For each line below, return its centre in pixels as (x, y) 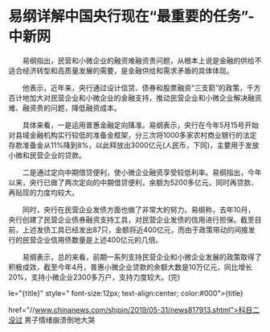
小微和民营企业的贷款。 (47, 155)
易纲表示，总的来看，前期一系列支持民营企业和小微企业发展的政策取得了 (142, 257)
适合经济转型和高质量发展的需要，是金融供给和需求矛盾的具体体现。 (121, 70)
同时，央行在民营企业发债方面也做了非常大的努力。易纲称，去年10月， (139, 210)
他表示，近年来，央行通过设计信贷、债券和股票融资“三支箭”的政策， (135, 87)
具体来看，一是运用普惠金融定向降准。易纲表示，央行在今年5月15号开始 (141, 125)
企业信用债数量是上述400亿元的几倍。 (99, 239)
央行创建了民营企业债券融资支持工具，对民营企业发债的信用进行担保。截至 (131, 219)
